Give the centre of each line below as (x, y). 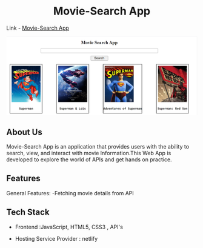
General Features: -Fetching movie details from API (70, 193)
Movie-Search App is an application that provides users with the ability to (98, 146)
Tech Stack (28, 213)
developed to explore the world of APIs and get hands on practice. (89, 159)
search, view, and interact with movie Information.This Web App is (89, 153)
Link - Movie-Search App (38, 28)
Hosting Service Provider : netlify (56, 238)
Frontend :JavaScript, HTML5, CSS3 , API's (69, 227)
